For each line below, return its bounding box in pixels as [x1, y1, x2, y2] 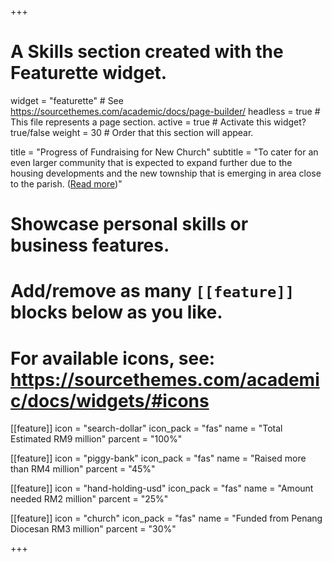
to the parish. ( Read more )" [10, 177, 123, 190]
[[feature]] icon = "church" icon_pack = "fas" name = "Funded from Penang [10, 512, 323, 525]
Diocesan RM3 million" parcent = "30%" [10, 523, 177, 535]
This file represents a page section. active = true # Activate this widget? [10, 116, 307, 128]
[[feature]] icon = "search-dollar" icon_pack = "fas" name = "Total [10, 422, 283, 435]
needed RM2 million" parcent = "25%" [10, 493, 169, 505]
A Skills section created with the [10, 41, 284, 63]
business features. [10, 234, 170, 257]
